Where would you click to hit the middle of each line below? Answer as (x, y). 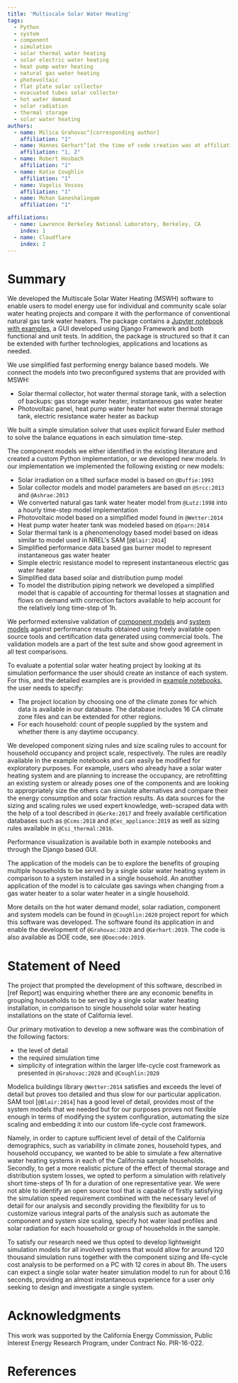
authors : (20, 126)
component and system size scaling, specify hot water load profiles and (112, 1221)
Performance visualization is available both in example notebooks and (109, 842)
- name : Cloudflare (42, 237)
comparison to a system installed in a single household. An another (105, 878)
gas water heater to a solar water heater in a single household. (98, 894)
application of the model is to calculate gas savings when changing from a (116, 886)
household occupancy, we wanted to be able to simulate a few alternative (115, 1153)
